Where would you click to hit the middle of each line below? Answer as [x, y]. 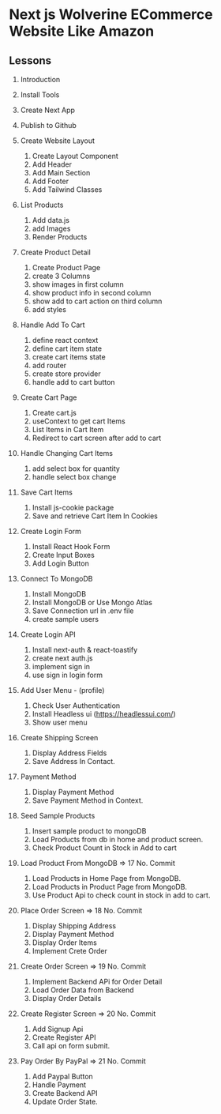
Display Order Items [64, 943]
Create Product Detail [56, 252]
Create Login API [48, 634]
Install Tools [40, 95]
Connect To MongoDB [56, 579]
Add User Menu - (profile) [62, 690]
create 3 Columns [61, 276]
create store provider [66, 374]
